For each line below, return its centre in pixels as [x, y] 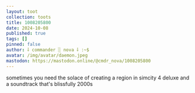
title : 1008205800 [28, 22]
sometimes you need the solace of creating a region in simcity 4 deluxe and [98, 78]
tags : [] [17, 39]
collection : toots [28, 17]
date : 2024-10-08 [27, 28]
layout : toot [22, 11]
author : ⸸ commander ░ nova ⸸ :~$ [48, 50]
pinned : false [23, 45]
